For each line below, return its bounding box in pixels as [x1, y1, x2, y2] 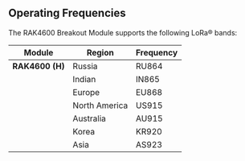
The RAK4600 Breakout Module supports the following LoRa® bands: [8, 27, 238, 37]
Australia [72, 113, 107, 124]
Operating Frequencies [8, 6, 126, 20]
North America [72, 100, 129, 111]
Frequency [135, 47, 178, 58]
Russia [72, 60, 98, 72]
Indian [72, 73, 96, 85]
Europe [72, 86, 100, 97]
